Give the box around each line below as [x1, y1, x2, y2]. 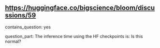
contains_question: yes [5, 24, 51, 30]
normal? [5, 38, 21, 44]
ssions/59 [5, 12, 36, 20]
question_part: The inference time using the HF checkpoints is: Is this [5, 33, 143, 39]
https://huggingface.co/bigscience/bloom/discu [5, 4, 155, 12]
